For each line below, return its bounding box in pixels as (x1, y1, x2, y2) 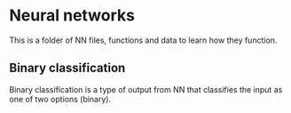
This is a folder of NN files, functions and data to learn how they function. (9, 35, 278, 45)
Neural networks (9, 5, 136, 26)
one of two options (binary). (9, 93, 112, 104)
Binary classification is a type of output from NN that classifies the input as (9, 84, 283, 94)
